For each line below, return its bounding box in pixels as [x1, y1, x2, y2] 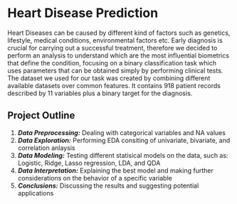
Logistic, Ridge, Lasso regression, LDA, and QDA [17, 159, 161, 167]
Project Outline [7, 109, 75, 122]
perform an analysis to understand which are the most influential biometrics [7, 51, 230, 60]
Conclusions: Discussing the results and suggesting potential [17, 181, 199, 190]
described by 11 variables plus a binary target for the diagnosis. [7, 89, 193, 97]
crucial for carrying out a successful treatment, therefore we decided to [7, 43, 218, 52]
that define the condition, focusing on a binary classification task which [7, 58, 217, 67]
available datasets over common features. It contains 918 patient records [7, 81, 221, 90]
